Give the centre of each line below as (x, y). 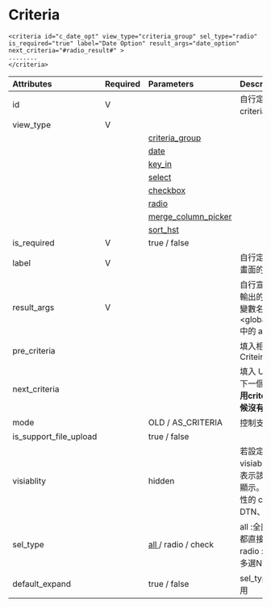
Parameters (171, 84)
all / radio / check (181, 544)
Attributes (32, 84)
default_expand (42, 584)
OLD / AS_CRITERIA (186, 422)
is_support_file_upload (55, 436)
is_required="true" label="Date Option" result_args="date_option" (124, 43)
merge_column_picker (190, 216)
